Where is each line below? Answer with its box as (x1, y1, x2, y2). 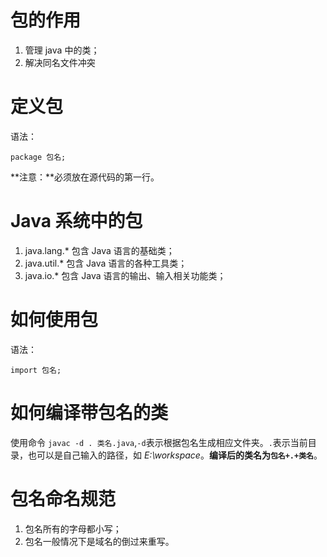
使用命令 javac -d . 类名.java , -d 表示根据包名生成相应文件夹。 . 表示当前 (10, 436, 308, 448)
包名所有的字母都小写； (24, 522, 122, 535)
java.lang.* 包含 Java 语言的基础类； (24, 244, 175, 256)
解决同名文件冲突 (24, 56, 96, 68)
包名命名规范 (10, 487, 117, 510)
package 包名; (10, 152, 67, 162)
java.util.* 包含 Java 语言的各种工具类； (24, 257, 188, 269)
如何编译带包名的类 (10, 401, 169, 424)
